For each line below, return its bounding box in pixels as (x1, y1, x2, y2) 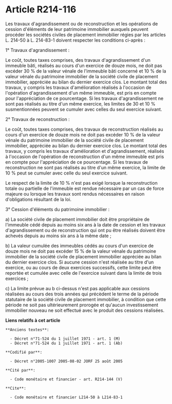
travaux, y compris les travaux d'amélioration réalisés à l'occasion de (5, 84, 151, 91)
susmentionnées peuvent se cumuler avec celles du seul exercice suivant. (5, 106, 163, 112)
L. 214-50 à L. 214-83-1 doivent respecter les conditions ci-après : (5, 37, 145, 43)
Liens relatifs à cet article (5, 317, 61, 323)
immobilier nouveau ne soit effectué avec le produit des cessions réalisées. (5, 307, 165, 313)
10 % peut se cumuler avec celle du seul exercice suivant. (5, 170, 128, 176)
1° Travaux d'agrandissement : (5, 47, 70, 53)
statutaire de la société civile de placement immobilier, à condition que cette (5, 296, 166, 302)
